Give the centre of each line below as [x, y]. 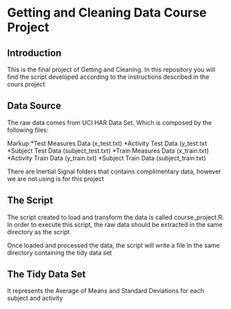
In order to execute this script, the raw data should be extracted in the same [115, 224]
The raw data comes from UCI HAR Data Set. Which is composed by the [110, 122]
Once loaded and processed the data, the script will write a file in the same [113, 245]
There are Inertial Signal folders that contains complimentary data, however [114, 171]
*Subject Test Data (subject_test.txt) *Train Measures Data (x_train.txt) [108, 151]
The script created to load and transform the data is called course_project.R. [115, 217]
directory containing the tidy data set [60, 252]
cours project [26, 84]
